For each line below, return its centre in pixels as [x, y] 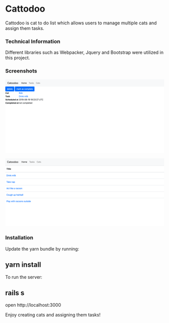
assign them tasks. [25, 28]
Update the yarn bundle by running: [42, 248]
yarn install [23, 265]
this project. [18, 58]
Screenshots [21, 71]
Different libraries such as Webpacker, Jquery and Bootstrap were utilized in [84, 52]
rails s [15, 293]
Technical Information [33, 41]
